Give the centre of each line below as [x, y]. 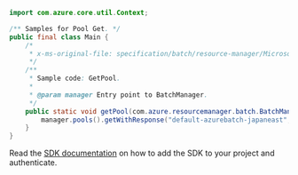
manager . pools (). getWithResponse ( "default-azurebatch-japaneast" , [166, 120]
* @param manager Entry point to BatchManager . [118, 95]
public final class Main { [59, 37]
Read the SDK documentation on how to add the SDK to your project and [142, 153]
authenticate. [33, 163]
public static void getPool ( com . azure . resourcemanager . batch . [142, 111]
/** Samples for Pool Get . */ [65, 28]
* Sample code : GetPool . [75, 79]
